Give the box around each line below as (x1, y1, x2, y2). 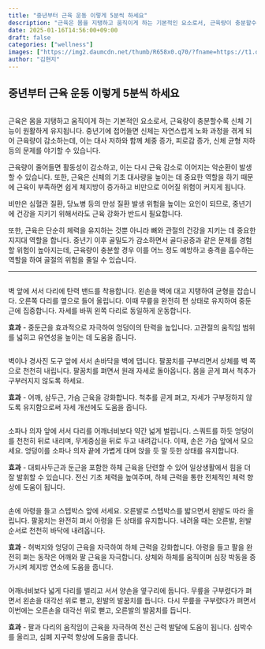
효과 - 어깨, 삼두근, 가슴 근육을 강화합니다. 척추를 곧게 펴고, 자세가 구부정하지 (8, 392, 244, 402)
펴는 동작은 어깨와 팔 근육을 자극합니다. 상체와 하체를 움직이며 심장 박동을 (22, 552, 248, 561)
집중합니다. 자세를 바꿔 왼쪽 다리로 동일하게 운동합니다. (22, 305, 192, 315)
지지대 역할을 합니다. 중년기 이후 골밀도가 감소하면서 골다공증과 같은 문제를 (8, 235, 238, 244)
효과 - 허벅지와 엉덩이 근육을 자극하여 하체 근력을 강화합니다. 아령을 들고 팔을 (8, 542, 244, 552)
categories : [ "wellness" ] (8, 41, 93, 49)
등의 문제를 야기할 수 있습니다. (8, 145, 101, 155)
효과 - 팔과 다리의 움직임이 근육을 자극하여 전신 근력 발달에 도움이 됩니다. (8, 622, 233, 632)
